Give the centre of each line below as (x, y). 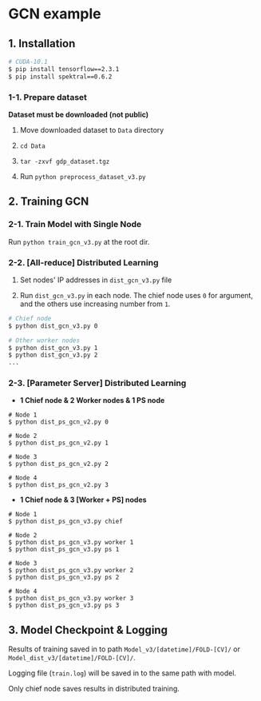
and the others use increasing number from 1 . (95, 304)
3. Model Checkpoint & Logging (88, 629)
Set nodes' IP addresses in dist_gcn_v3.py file (96, 280)
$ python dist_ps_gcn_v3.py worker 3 (71, 599)
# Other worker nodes (44, 341)
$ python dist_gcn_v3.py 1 (53, 348)
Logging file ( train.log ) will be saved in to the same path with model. (123, 673)
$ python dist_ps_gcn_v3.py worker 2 (71, 571)
